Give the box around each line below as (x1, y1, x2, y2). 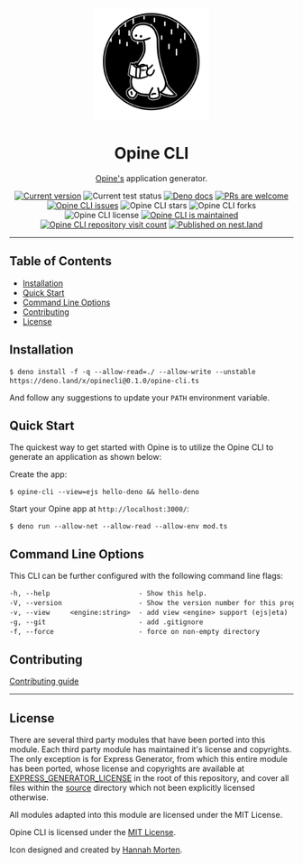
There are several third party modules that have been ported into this (9, 734, 266, 746)
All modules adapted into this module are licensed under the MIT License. (9, 810, 283, 821)
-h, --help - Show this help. (9, 589, 207, 598)
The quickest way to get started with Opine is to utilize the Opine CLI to (9, 442, 274, 453)
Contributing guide (9, 676, 79, 687)
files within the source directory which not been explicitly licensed (9, 783, 255, 794)
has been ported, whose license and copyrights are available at (9, 763, 245, 774)
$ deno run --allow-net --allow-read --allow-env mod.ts (9, 522, 228, 531)
